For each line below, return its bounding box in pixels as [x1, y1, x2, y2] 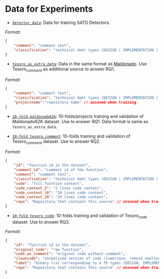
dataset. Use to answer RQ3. [12, 219, 70, 225]
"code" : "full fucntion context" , [14, 181, 84, 186]
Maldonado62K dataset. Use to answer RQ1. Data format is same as [12, 118, 148, 124]
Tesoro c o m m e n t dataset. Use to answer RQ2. [12, 138, 101, 145]
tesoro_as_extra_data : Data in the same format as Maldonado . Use [12, 61, 147, 67]
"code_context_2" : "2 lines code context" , [14, 186, 104, 191]
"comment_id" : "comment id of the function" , [14, 168, 108, 172]
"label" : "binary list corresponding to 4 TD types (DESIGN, [14, 260, 141, 266]
